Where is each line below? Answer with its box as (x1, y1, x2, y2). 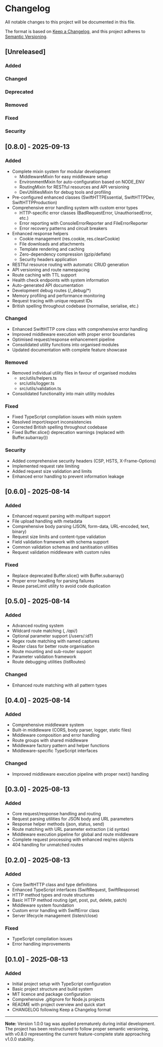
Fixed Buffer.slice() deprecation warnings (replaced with (12, 430, 125, 435)
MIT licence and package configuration (12, 991, 91, 997)
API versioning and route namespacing (12, 266, 90, 273)
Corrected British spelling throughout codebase (12, 424, 108, 430)
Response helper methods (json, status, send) (12, 821, 104, 827)
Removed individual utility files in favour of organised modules (12, 370, 137, 376)
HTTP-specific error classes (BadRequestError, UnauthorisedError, (19, 210, 153, 216)
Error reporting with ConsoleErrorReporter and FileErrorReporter (19, 220, 148, 226)
